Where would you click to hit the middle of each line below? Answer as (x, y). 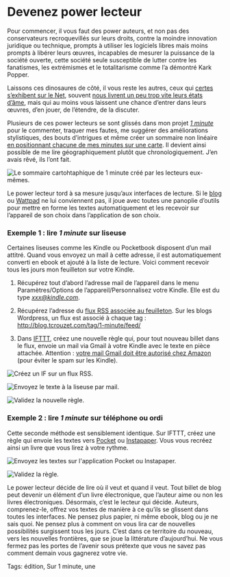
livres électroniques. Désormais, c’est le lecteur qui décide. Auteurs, (103, 502)
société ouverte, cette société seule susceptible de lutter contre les (102, 60)
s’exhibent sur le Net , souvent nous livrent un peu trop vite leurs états (105, 95)
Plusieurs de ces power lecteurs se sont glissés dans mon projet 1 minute (110, 123)
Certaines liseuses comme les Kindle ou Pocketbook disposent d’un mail (109, 248)
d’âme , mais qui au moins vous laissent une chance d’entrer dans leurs (107, 102)
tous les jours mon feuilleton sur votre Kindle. (71, 270)
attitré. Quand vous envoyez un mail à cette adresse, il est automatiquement (114, 255)
